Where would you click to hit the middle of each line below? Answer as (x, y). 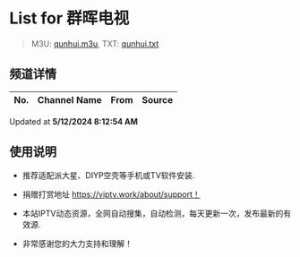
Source (158, 99)
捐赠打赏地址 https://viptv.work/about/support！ (111, 194)
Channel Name (70, 99)
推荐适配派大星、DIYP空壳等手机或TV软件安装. (108, 175)
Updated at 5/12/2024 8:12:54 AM (74, 121)
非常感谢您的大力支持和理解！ (77, 244)
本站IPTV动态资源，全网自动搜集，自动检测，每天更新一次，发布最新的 (153, 213)
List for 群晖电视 (69, 18)
